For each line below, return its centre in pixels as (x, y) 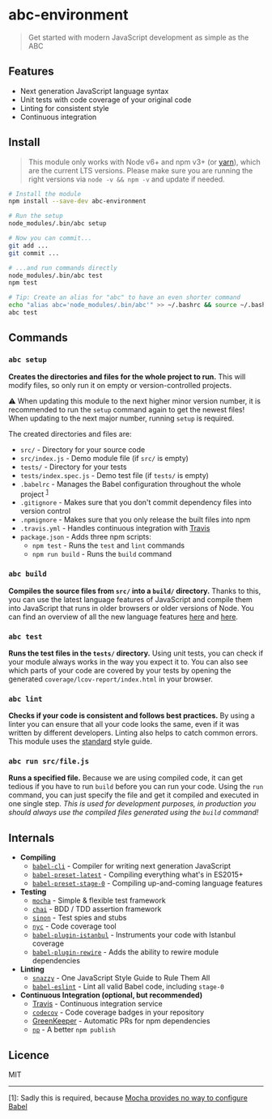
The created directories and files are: (70, 434)
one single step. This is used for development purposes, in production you (132, 804)
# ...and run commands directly (63, 268)
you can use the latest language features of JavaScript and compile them (130, 599)
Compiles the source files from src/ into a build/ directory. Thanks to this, (135, 591)
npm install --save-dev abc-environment (78, 201)
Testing (33, 892)
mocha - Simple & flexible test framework (99, 900)
